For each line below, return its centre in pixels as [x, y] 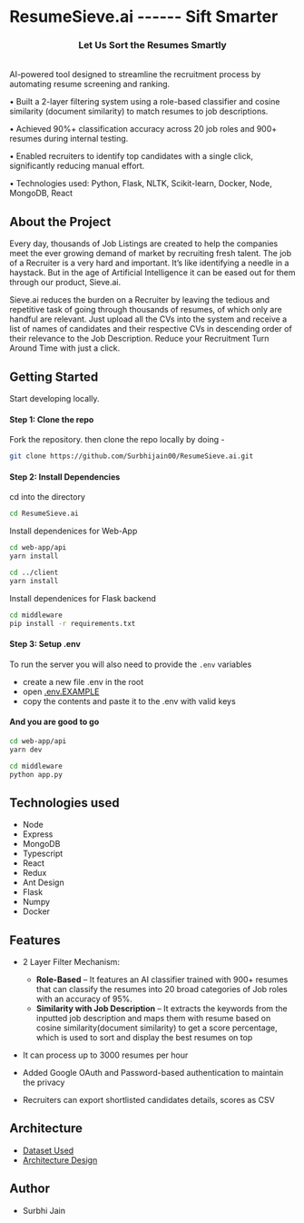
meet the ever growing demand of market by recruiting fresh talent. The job [151, 254]
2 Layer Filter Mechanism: [71, 962]
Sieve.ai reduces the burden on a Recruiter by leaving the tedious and [140, 300]
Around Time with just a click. [65, 348]
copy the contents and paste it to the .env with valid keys [129, 701]
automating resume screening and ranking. [90, 85]
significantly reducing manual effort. [77, 166]
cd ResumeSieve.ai [44, 514]
